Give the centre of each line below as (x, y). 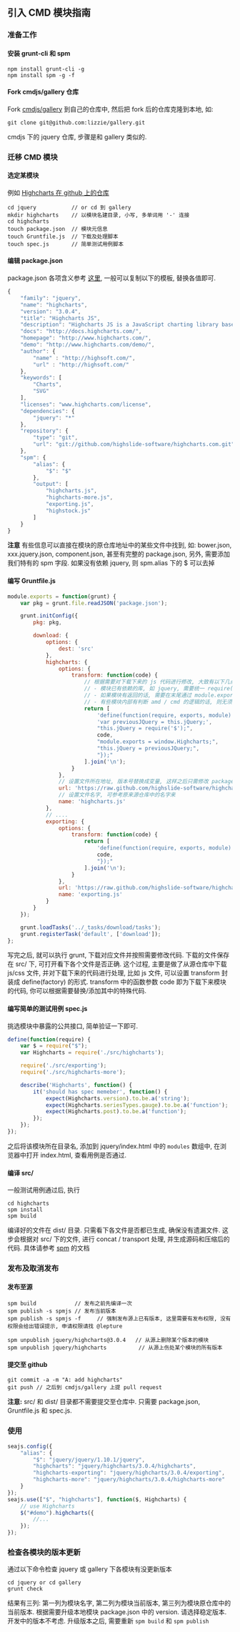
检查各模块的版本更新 (44, 1552)
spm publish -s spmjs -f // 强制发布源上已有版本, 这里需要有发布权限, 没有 (119, 1319)
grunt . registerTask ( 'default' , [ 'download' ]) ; (91, 934)
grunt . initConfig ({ (49, 616)
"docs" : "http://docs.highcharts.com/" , (81, 332)
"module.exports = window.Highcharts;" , (158, 742)
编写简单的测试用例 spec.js (47, 1008)
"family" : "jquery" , (51, 298)
